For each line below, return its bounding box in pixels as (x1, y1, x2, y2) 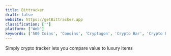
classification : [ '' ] (5, 21, 51, 27)
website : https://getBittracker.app (5, 17, 83, 22)
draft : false (5, 12, 33, 17)
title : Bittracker (5, 7, 44, 13)
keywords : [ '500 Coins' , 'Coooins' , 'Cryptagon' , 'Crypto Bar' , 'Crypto (5, 31, 163, 36)
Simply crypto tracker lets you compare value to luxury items (5, 45, 133, 51)
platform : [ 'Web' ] (5, 26, 44, 32)
